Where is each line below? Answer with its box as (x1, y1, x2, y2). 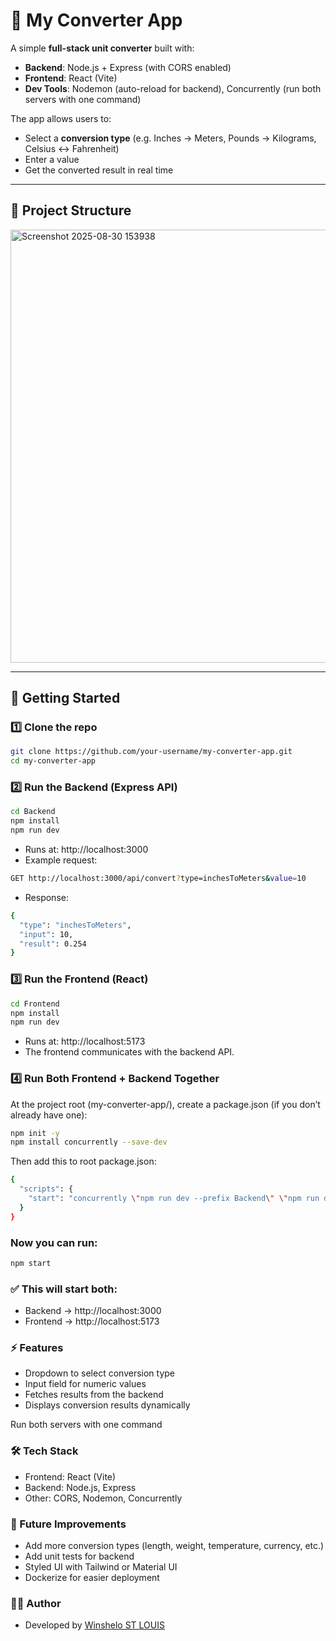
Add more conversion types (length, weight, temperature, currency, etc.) (24, 1540, 325, 1552)
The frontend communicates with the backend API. (24, 1046, 235, 1058)
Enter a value (24, 153, 80, 165)
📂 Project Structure (10, 202, 132, 219)
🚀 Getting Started (10, 690, 121, 707)
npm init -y (10, 1128, 60, 1138)
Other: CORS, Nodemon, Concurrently (24, 1492, 183, 1504)
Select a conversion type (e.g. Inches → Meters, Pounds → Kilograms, (24, 132, 317, 144)
